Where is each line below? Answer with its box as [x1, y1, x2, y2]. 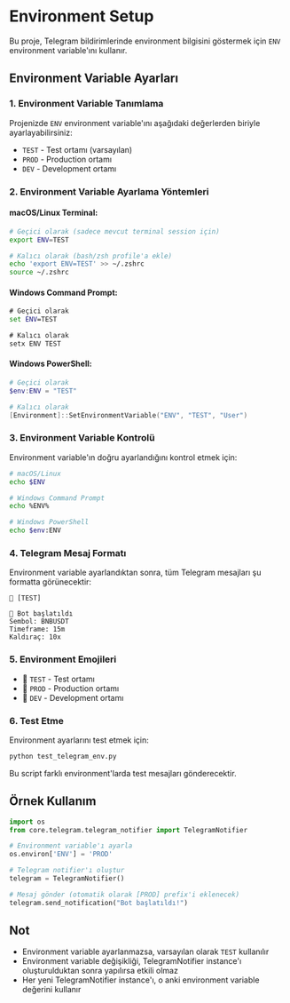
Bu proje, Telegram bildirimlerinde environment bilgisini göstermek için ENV [9, 36, 281, 46]
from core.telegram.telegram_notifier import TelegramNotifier [9, 825, 248, 834]
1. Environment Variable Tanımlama [9, 98, 164, 110]
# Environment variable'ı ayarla [9, 841, 133, 850]
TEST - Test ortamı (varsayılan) [21, 144, 133, 155]
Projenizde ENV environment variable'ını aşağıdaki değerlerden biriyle [9, 117, 261, 128]
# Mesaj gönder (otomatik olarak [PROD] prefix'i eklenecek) [9, 890, 240, 899]
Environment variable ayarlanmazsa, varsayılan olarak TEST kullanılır [21, 946, 270, 957]
